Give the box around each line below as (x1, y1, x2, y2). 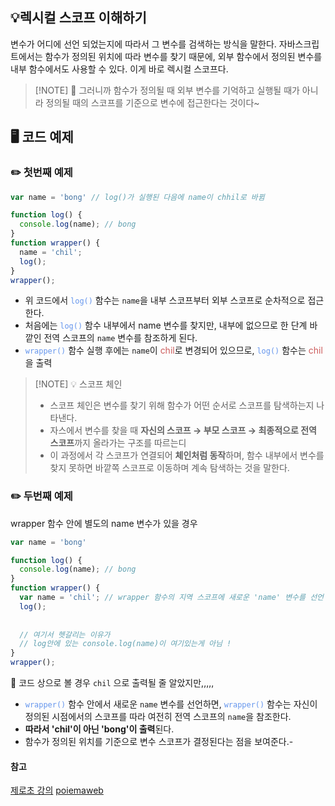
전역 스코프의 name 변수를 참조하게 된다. (43, 332, 198, 344)
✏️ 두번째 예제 (10, 489, 73, 503)
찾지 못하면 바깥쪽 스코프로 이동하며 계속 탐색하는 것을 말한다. (49, 462, 290, 474)
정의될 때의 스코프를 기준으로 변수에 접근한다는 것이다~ (45, 96, 260, 108)
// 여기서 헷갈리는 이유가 (19, 629, 111, 640)
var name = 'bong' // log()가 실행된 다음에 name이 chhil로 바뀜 (10, 192, 265, 202)
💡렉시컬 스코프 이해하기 (10, 9, 147, 27)
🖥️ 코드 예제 (10, 129, 74, 146)
